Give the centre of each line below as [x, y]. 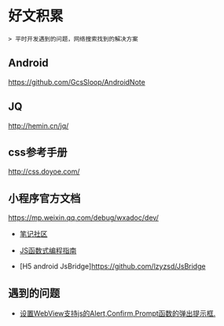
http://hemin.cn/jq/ [39, 126]
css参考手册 [38, 152]
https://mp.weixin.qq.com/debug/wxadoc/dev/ [84, 218]
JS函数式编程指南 [48, 251]
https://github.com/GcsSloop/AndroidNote [77, 82]
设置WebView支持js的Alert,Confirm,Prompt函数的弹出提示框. [118, 313]
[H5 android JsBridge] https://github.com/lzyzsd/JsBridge [112, 266]
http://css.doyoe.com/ [44, 172]
